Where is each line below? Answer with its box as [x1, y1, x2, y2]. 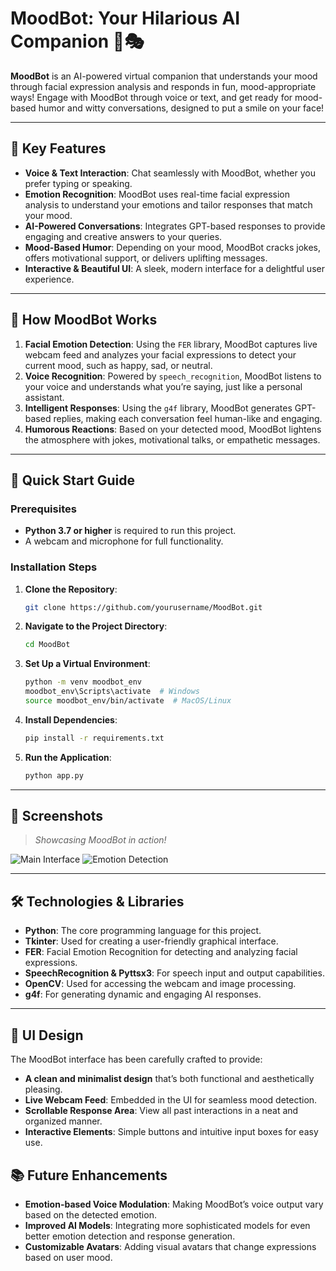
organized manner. [24, 1115, 103, 1127]
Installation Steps [10, 560, 98, 574]
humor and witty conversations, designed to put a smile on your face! [38, 102, 325, 114]
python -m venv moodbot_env [24, 677, 142, 687]
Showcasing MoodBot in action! [34, 834, 167, 846]
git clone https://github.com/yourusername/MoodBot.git [24, 602, 263, 612]
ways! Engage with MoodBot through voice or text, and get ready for [10, 91, 293, 103]
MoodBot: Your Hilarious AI [10, 7, 241, 30]
